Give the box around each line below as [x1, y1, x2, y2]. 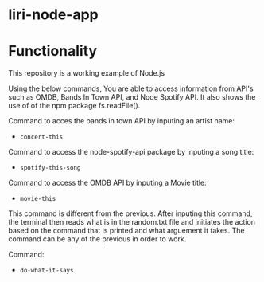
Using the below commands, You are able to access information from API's [8, 84, 254, 93]
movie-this [19, 195, 56, 203]
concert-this [19, 133, 64, 141]
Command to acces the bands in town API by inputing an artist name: [8, 116, 235, 126]
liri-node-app [8, 6, 99, 24]
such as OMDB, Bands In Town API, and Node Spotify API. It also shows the [8, 92, 256, 102]
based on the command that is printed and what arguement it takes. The [8, 225, 245, 236]
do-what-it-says [19, 267, 74, 275]
